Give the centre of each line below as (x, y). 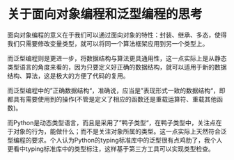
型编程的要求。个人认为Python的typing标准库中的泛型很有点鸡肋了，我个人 (115, 140)
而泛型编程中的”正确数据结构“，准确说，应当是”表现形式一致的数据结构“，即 (116, 90)
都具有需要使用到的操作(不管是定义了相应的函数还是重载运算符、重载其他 (112, 99)
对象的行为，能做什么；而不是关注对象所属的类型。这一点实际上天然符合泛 (120, 131)
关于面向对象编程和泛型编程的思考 (105, 14)
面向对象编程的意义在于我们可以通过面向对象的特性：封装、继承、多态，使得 (117, 35)
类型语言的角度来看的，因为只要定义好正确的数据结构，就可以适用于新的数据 (117, 67)
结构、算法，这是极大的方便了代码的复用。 (68, 75)
